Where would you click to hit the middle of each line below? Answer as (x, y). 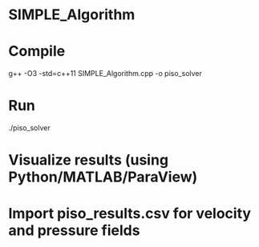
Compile (37, 52)
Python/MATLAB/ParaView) (103, 177)
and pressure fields (74, 231)
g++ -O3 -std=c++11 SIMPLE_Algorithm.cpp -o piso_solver (105, 74)
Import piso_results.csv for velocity (129, 214)
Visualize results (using (89, 160)
